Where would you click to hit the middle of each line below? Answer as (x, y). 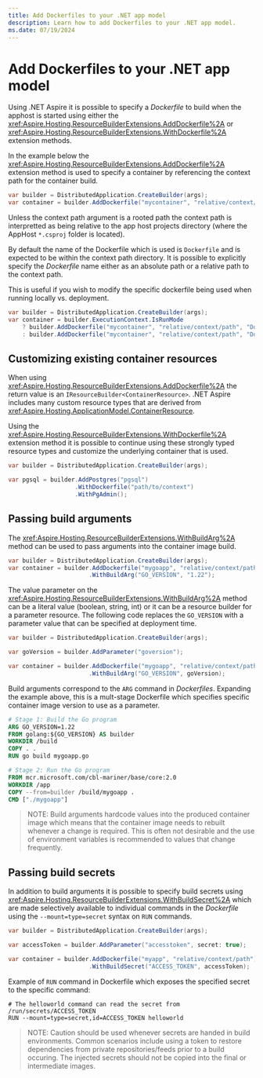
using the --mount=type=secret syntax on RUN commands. (100, 916)
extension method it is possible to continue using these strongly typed (121, 443)
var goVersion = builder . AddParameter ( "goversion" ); (96, 652)
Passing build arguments (70, 519)
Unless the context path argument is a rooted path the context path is (120, 217)
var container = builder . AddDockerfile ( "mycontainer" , (99, 203)
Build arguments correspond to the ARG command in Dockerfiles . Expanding (130, 689)
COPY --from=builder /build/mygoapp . (71, 792)
